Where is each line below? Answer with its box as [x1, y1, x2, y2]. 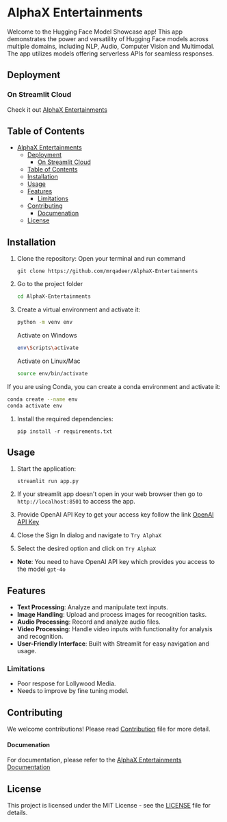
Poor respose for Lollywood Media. [16, 679, 116, 688]
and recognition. [16, 633, 64, 641]
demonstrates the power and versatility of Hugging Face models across [7, 34, 209, 43]
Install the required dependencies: [16, 414, 114, 423]
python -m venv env [16, 319, 73, 326]
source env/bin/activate [16, 370, 88, 377]
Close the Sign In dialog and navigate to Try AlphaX [16, 531, 162, 539]
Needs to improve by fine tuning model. [16, 687, 129, 695]
